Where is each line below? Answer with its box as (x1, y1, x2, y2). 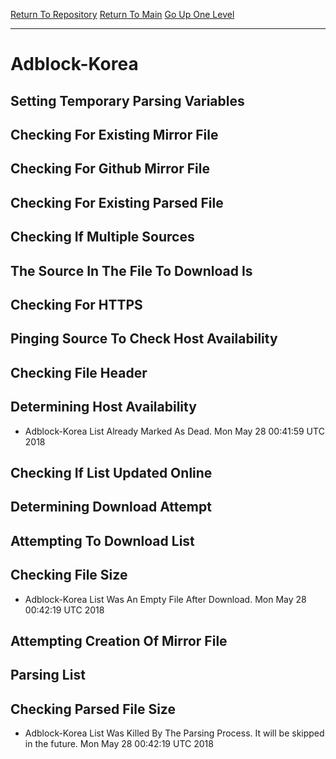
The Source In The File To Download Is (10, 262, 253, 279)
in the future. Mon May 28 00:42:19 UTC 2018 (24, 738, 214, 750)
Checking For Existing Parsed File (10, 194, 224, 211)
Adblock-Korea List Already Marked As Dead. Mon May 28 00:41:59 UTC (24, 425, 325, 437)
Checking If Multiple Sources (10, 229, 195, 246)
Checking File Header (10, 364, 148, 381)
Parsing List (10, 667, 86, 684)
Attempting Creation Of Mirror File (10, 632, 228, 649)
